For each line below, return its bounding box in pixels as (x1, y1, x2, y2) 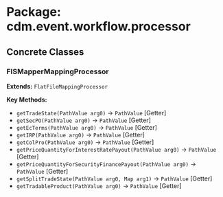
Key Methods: (6, 95, 47, 104)
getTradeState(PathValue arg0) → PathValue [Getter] (16, 108, 167, 117)
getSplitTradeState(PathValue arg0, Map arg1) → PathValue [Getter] (16, 174, 213, 183)
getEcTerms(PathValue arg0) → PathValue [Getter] (16, 123, 157, 131)
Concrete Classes (6, 46, 84, 58)
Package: (6, 4, 61, 20)
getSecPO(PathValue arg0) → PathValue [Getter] (16, 116, 152, 124)
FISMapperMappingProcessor (6, 67, 109, 76)
